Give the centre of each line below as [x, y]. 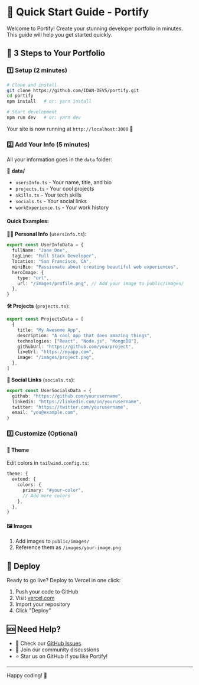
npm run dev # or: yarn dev [44, 118]
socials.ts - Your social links [51, 201]
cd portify [20, 96]
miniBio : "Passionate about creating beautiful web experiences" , [95, 267]
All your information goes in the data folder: [60, 159]
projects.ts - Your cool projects [55, 189]
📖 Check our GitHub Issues [48, 644]
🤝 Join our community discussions [57, 650]
